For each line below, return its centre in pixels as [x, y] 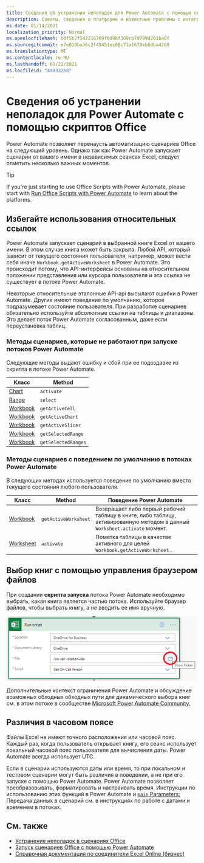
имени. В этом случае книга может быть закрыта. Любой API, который [98, 250]
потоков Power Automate [45, 349]
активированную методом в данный [143, 522]
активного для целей [123, 543]
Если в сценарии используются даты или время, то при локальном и [96, 768]
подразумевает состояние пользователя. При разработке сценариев [97, 306]
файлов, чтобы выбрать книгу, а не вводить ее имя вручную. [86, 607]
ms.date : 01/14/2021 [32, 26]
